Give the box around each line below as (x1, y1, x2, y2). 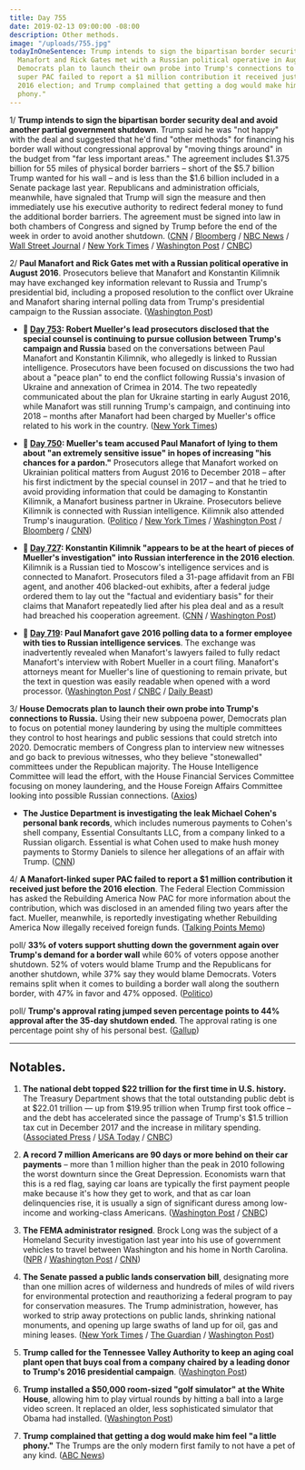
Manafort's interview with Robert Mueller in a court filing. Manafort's (22, 656, 280, 667)
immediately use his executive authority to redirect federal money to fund (9, 201, 284, 212)
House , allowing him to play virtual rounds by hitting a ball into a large (22, 1394, 284, 1405)
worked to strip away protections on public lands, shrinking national (22, 1310, 277, 1321)
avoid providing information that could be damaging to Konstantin (22, 485, 268, 496)
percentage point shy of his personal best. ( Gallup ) (9, 1025, 200, 1035)
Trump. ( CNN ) (22, 855, 75, 866)
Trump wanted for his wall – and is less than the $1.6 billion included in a (9, 172, 280, 183)
